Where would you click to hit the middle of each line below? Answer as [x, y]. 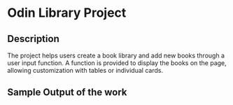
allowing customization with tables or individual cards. [85, 70]
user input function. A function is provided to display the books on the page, [117, 63]
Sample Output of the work [67, 92]
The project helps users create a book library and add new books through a [116, 55]
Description [33, 39]
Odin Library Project [67, 13]
